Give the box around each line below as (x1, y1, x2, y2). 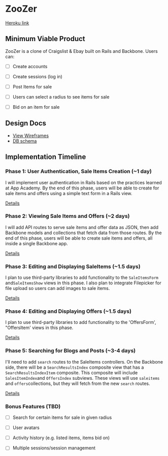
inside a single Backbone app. (5, 240, 69, 246)
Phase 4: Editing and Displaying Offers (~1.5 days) (5, 308, 132, 315)
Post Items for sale (12, 83, 52, 89)
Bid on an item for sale (12, 104, 60, 110)
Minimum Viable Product (5, 35, 85, 43)
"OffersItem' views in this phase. (5, 324, 74, 331)
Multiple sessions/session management (12, 445, 95, 451)
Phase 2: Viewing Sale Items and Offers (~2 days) (5, 213, 130, 220)
